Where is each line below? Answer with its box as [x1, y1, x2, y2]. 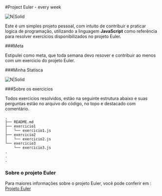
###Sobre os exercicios [5, 86, 53, 92]
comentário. [5, 106, 29, 111]
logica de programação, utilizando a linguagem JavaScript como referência [5, 28, 158, 34]
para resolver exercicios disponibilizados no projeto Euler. [5, 34, 121, 39]
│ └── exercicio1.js [5, 128, 51, 133]
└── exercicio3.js [14, 145, 51, 150]
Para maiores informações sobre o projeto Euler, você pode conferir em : [5, 180, 152, 186]
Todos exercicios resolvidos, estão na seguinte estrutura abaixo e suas [5, 95, 148, 101]
